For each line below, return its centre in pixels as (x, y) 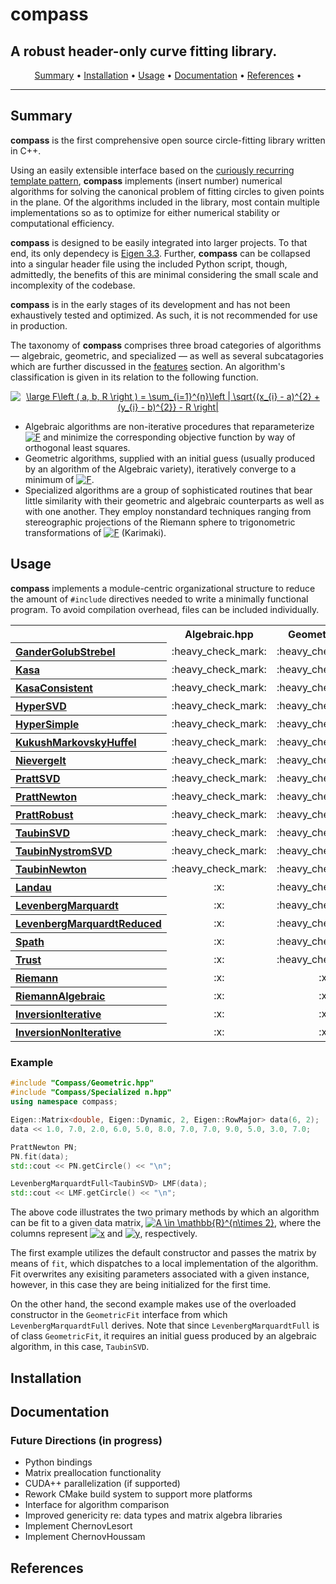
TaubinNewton (51, 870)
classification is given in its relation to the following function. (134, 377)
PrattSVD (38, 779)
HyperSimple (47, 725)
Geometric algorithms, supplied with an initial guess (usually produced (170, 458)
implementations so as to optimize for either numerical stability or (145, 212)
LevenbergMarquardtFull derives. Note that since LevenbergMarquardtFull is (165, 1325)
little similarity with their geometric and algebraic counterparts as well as (174, 500)
